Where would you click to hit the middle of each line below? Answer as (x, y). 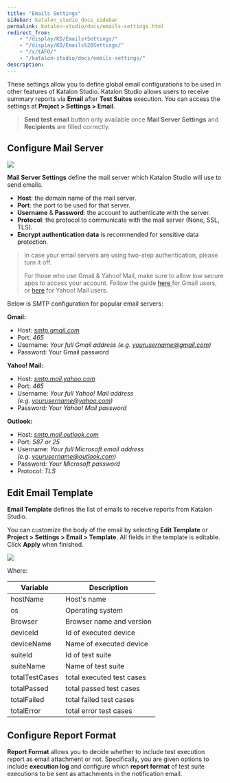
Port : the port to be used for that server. (73, 205)
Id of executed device (100, 633)
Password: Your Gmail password (63, 352)
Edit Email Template (50, 493)
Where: (18, 571)
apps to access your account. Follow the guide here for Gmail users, (120, 283)
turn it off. (38, 262)
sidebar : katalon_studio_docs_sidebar (62, 20)
